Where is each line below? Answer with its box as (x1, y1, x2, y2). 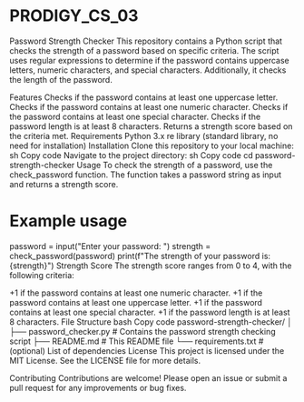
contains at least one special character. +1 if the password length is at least (9, 307, 290, 317)
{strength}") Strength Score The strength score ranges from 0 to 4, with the (9, 260, 292, 271)
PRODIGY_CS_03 (9, 5, 139, 26)
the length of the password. (9, 74, 113, 85)
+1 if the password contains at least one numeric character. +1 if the (9, 287, 263, 298)
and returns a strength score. (9, 178, 119, 189)
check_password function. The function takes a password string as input (9, 169, 282, 180)
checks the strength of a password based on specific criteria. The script (9, 45, 279, 55)
